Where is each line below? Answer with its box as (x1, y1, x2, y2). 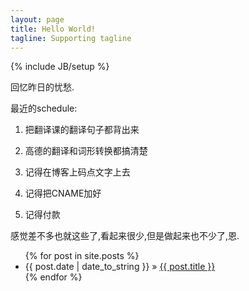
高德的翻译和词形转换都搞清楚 (24, 145, 148, 157)
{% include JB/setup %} (10, 61, 110, 73)
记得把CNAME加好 (24, 187, 102, 200)
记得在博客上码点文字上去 (24, 166, 131, 178)
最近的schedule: (10, 102, 78, 115)
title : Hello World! (10, 24, 97, 34)
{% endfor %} (24, 271, 83, 283)
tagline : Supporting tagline (10, 33, 132, 43)
